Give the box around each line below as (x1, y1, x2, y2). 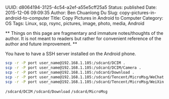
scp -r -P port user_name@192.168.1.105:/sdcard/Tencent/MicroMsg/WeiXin (5, 79, 164, 84)
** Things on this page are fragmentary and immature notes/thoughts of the (5, 30, 163, 36)
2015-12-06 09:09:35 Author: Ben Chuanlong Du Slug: (5, 10, 118, 16)
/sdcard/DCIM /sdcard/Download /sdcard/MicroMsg (5, 89, 108, 94)
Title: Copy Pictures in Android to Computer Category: (50, 15, 163, 21)
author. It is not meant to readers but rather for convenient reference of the (5, 35, 161, 41)
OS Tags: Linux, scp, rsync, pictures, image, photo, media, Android (5, 20, 145, 26)
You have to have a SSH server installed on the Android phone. (5, 51, 137, 57)
